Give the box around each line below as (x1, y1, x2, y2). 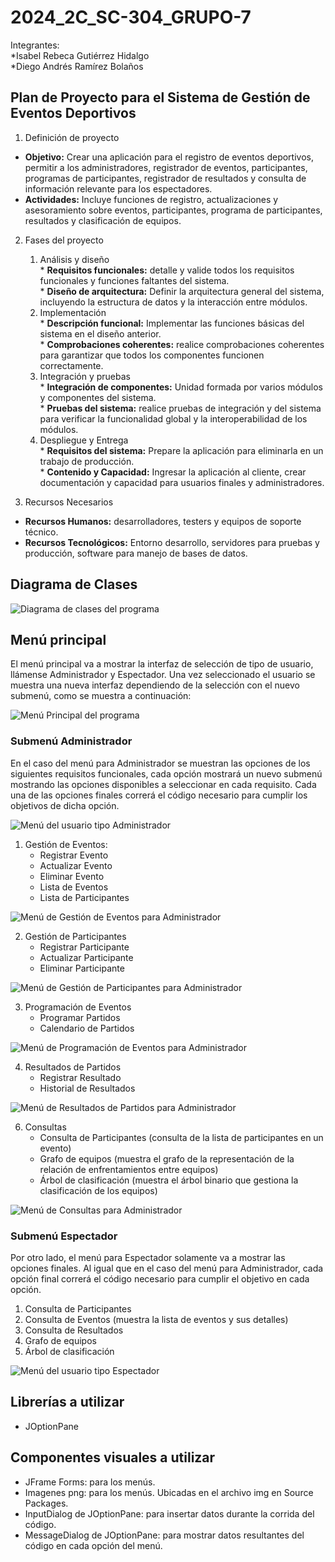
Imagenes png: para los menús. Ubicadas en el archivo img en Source (24, 1486, 314, 1498)
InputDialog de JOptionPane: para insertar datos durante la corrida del (24, 1507, 315, 1520)
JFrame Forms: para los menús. (24, 1476, 156, 1488)
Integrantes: (10, 39, 60, 51)
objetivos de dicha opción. (10, 799, 120, 811)
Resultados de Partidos (24, 1061, 122, 1073)
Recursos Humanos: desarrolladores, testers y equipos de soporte (24, 515, 302, 527)
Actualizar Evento (39, 859, 113, 871)
